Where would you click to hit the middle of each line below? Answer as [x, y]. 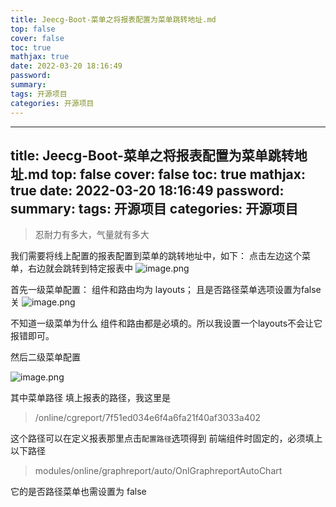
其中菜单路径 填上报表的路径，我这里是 [90, 398]
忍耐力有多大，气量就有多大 [92, 235]
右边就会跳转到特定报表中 [80, 268]
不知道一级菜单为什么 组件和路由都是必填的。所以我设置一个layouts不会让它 [166, 323]
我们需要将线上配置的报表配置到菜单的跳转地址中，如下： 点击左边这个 [156, 256]
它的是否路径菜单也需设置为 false [78, 492]
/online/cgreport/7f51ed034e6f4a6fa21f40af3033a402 [148, 418]
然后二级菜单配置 [45, 357]
